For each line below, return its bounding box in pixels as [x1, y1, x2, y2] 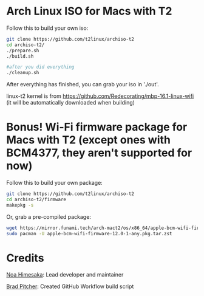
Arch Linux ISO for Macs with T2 [6, 4, 172, 18]
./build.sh [6, 53, 34, 59]
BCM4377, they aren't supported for [6, 146, 192, 160]
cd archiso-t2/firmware [6, 196, 67, 202]
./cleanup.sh [6, 70, 39, 76]
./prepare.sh [6, 47, 39, 53]
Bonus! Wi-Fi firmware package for [6, 120, 188, 134]
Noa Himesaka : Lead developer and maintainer [6, 271, 124, 278]
